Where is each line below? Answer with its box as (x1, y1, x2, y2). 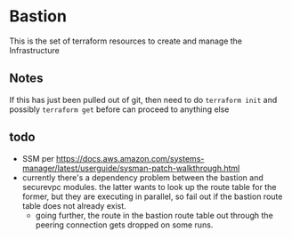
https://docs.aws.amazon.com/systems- (56, 153, 205, 163)
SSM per (21, 153, 55, 163)
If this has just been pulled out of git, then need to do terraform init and (9, 94, 278, 105)
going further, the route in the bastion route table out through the (35, 210, 273, 220)
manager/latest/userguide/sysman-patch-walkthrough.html (21, 163, 240, 173)
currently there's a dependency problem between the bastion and (21, 171, 264, 183)
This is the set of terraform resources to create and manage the (9, 36, 243, 46)
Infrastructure (9, 44, 60, 55)
